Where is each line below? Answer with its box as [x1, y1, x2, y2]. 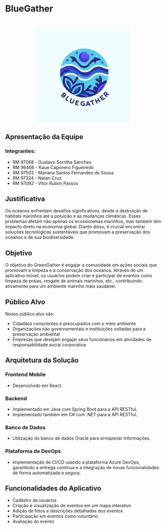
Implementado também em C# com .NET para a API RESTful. [12, 412, 138, 418]
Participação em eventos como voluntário [12, 513, 98, 519]
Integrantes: [5, 148, 36, 155]
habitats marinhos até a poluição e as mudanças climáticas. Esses [5, 213, 141, 219]
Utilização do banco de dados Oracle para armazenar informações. [12, 435, 151, 441]
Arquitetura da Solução [5, 356, 79, 364]
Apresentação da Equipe [5, 133, 84, 141]
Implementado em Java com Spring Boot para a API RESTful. [12, 406, 138, 412]
